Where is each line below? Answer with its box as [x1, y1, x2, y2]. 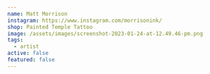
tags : [7, 37, 23, 44]
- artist [13, 43, 39, 50]
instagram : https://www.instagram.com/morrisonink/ [7, 17, 162, 24]
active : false [7, 50, 49, 57]
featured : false [7, 56, 55, 63]
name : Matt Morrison [7, 10, 68, 18]
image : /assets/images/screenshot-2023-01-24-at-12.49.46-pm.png [7, 30, 203, 37]
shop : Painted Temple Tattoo [7, 23, 93, 30]
